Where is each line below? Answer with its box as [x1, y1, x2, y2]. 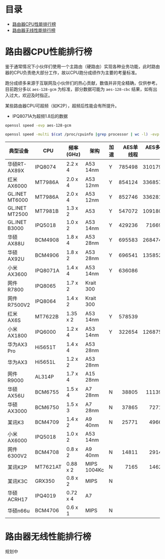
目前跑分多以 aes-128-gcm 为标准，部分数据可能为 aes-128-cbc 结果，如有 [5, 86, 153, 92]
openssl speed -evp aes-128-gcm [5, 123, 71, 128]
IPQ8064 [35, 297, 56, 304]
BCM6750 [35, 404, 59, 411]
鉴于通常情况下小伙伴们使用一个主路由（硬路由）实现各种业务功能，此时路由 [5, 63, 160, 69]
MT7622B [35, 313, 59, 320]
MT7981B [35, 208, 59, 214]
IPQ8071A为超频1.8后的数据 [12, 113, 68, 119]
